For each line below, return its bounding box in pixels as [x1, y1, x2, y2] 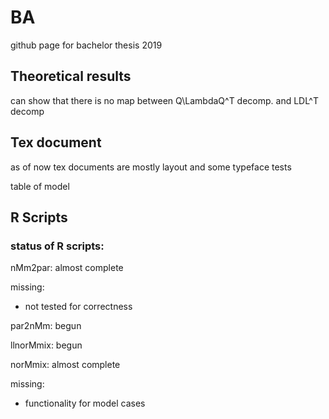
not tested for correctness [24, 301, 133, 313]
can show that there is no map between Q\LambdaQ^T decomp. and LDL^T [10, 94, 319, 106]
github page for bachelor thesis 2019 [10, 39, 163, 51]
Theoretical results [10, 68, 132, 85]
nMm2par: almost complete [10, 262, 124, 274]
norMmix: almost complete [10, 359, 121, 371]
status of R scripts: [10, 239, 105, 253]
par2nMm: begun [10, 320, 82, 332]
